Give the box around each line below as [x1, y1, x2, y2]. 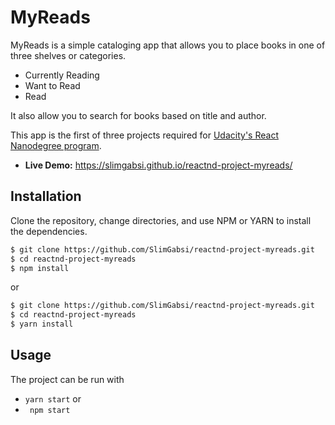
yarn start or [24, 392, 82, 405]
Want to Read [24, 79, 81, 91]
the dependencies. [10, 225, 88, 237]
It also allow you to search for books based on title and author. [10, 109, 267, 121]
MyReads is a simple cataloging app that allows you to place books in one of [10, 39, 326, 51]
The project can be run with [10, 373, 125, 385]
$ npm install [10, 263, 70, 273]
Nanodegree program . [10, 139, 102, 151]
